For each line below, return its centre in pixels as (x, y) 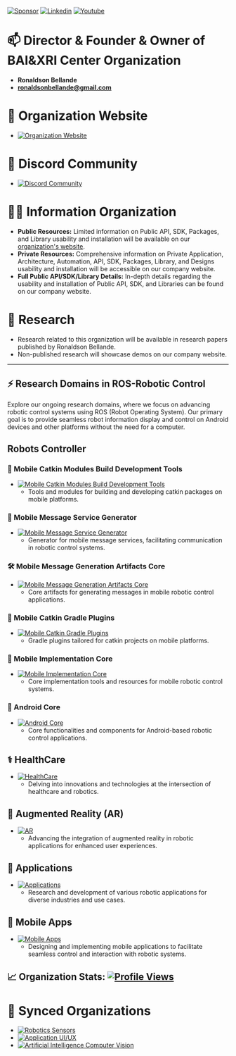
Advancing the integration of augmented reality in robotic (111, 838)
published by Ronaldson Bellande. (66, 347)
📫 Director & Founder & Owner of (106, 41)
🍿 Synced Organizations (79, 1011)
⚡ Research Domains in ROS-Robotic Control (106, 384)
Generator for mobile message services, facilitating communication (125, 540)
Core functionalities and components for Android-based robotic (120, 730)
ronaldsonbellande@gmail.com (64, 87)
